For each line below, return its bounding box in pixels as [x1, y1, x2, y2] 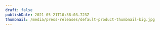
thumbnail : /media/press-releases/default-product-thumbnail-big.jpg [5, 17, 155, 22]
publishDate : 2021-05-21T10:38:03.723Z [5, 12, 90, 17]
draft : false [5, 7, 33, 13]
